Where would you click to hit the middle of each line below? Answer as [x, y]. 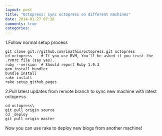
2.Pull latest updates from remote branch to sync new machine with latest [81, 91]
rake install [19, 78]
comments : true [21, 24]
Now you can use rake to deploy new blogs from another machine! [74, 128]
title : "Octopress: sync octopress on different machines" [68, 14]
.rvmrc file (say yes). [30, 60]
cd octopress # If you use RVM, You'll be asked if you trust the [79, 56]
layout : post [19, 10]
